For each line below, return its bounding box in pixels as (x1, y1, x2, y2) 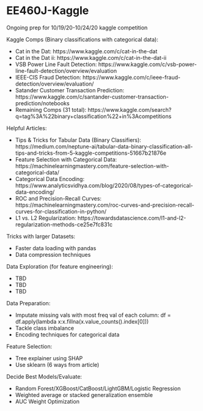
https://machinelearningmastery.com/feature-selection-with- (15, 162, 169, 169)
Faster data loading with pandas (15, 244, 97, 251)
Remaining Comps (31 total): (15, 106, 87, 113)
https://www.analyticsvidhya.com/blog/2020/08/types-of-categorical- (15, 182, 194, 189)
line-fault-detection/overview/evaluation (15, 67, 117, 74)
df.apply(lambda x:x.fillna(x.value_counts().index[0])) (15, 317, 149, 325)
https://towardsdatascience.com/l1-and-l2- (77, 214, 186, 221)
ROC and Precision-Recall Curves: (15, 194, 102, 202)
